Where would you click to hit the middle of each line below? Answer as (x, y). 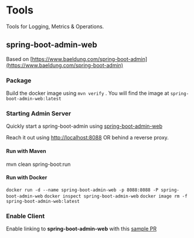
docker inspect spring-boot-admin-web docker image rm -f (116, 196)
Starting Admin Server (39, 113)
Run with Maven (26, 151)
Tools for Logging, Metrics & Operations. (55, 26)
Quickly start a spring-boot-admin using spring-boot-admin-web (84, 126)
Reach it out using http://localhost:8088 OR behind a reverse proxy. (87, 138)
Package (19, 80)
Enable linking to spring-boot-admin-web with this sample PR (81, 229)
